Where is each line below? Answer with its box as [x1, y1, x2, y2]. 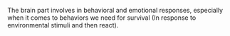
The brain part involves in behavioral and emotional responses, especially [7, 6, 223, 14]
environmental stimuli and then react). [7, 21, 119, 29]
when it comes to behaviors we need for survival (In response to [7, 13, 197, 22]
